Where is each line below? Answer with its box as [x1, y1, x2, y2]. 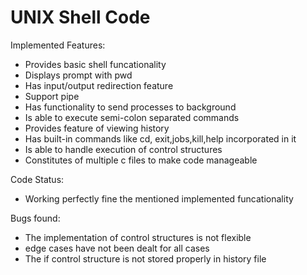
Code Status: [10, 173, 65, 185]
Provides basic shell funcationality [24, 58, 167, 70]
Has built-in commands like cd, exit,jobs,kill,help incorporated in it [24, 132, 297, 145]
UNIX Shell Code [10, 6, 151, 29]
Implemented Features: [10, 39, 106, 51]
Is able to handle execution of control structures [24, 143, 223, 155]
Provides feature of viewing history [24, 122, 170, 134]
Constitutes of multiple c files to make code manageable [24, 154, 258, 166]
